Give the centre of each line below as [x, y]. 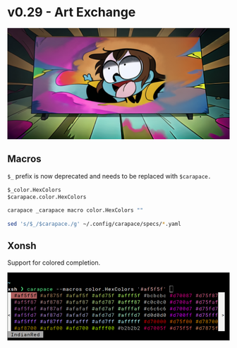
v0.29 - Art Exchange [72, 12]
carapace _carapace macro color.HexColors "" [75, 210]
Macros [24, 159]
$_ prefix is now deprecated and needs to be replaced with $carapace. [109, 176]
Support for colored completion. [54, 263]
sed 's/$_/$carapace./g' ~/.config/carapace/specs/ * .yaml [94, 224]
